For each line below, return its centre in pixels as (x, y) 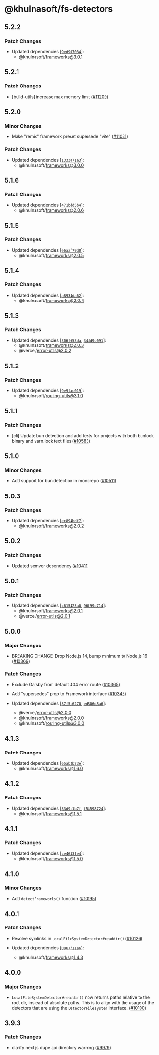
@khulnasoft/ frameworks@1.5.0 (51, 859)
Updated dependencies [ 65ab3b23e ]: (48, 763)
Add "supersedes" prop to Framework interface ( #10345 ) (69, 694)
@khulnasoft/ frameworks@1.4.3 (51, 957)
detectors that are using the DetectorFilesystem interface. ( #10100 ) (79, 1008)
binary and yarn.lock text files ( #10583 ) (51, 441)
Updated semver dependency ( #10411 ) (50, 566)
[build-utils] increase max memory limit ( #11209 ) (60, 97)
